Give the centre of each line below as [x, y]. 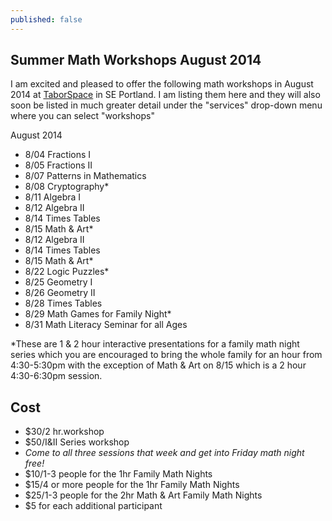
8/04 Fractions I [58, 155]
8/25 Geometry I [58, 282]
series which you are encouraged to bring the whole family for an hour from [166, 355]
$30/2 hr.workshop [64, 432]
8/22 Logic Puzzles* [67, 272]
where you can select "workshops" [82, 116]
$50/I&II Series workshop [77, 442]
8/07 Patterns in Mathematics [85, 176]
